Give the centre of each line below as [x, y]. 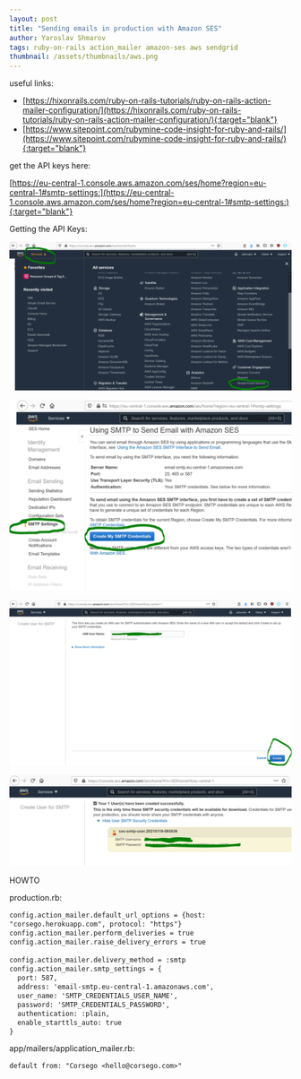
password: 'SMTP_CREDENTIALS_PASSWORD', [94, 1005]
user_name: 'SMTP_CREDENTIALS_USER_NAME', [98, 996]
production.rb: [36, 898]
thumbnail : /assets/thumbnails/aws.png [84, 57]
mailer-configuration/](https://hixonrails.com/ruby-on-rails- [132, 110]
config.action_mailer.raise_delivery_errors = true [107, 942]
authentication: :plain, [64, 1014]
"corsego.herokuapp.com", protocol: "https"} [95, 924]
